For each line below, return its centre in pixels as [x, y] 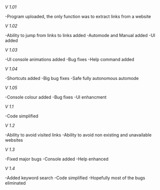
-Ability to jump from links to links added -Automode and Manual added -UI [80, 35]
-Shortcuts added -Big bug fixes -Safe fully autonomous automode [72, 78]
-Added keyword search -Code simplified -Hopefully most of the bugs [75, 178]
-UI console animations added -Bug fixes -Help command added [70, 59]
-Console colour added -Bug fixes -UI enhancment [56, 97]
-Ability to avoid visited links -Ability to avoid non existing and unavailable [78, 135]
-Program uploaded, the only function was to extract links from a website [78, 16]
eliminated [15, 183]
